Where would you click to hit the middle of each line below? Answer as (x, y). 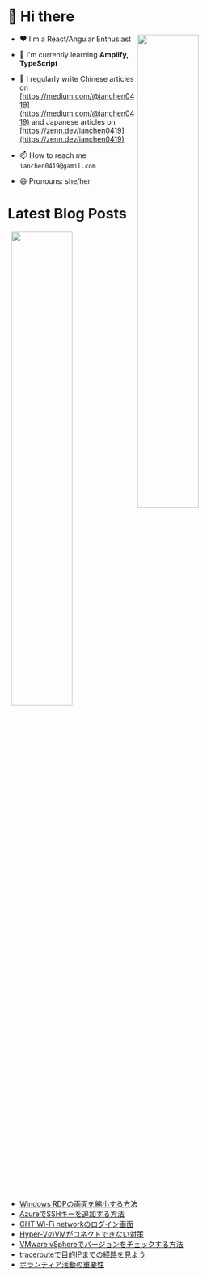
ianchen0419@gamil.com (57, 166)
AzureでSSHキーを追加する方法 (72, 1214)
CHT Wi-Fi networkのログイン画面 (76, 1224)
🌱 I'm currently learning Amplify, (74, 54)
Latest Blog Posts (67, 214)
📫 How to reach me (53, 155)
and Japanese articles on (74, 121)
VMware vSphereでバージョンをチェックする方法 (101, 1244)
